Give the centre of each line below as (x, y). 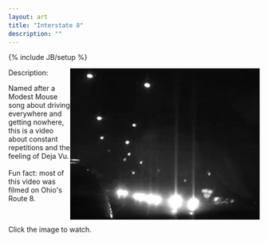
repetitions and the (39, 148)
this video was (32, 182)
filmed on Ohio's (35, 190)
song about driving (39, 105)
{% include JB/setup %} (48, 58)
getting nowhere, (36, 122)
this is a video (31, 131)
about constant (33, 139)
